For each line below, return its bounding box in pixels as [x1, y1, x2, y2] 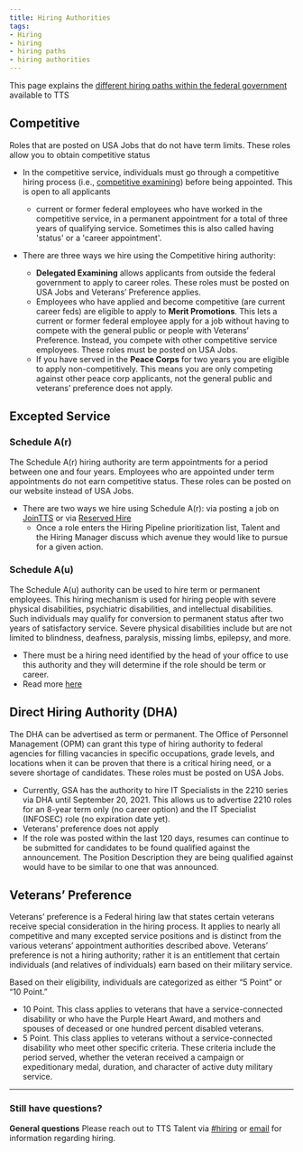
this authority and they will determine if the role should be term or [22, 659, 267, 670]
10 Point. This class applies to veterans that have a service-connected [22, 1004, 283, 1015]
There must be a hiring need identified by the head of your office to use [22, 650, 289, 660]
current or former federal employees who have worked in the [35, 203, 263, 214]
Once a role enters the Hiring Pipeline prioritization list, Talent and [35, 521, 280, 533]
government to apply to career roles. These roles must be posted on [35, 276, 290, 287]
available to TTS [9, 89, 69, 100]
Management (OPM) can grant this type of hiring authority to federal [9, 738, 263, 749]
